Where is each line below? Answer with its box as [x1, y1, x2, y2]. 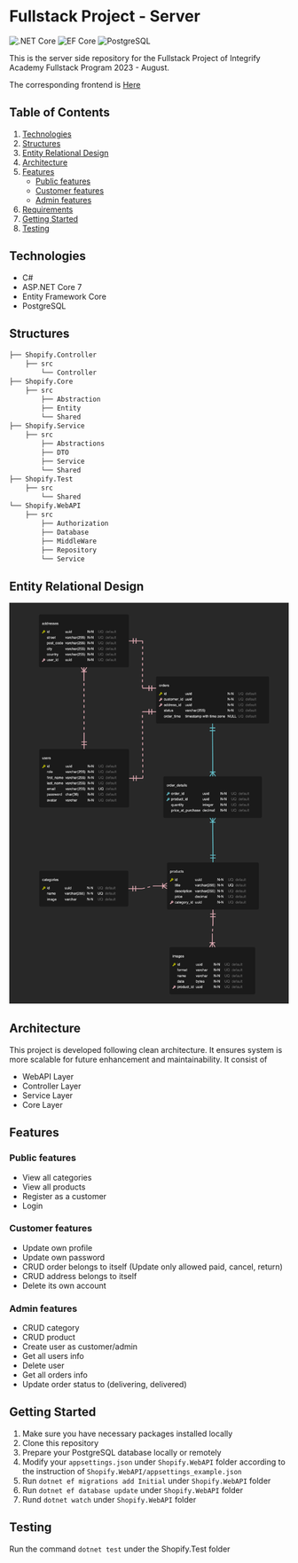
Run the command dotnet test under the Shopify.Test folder [9, 1543, 231, 1554]
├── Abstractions [41, 439, 105, 449]
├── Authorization [41, 519, 109, 529]
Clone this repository [21, 1437, 99, 1448]
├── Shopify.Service [9, 421, 86, 431]
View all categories [21, 1172, 92, 1182]
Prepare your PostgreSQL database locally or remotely [21, 1447, 222, 1457]
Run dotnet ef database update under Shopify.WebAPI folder [21, 1484, 244, 1496]
